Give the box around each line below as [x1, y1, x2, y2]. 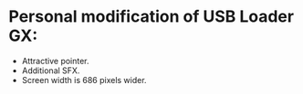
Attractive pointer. [21, 55, 89, 66]
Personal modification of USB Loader [8, 6, 294, 27]
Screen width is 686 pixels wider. [21, 74, 147, 85]
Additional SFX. [21, 65, 80, 76]
